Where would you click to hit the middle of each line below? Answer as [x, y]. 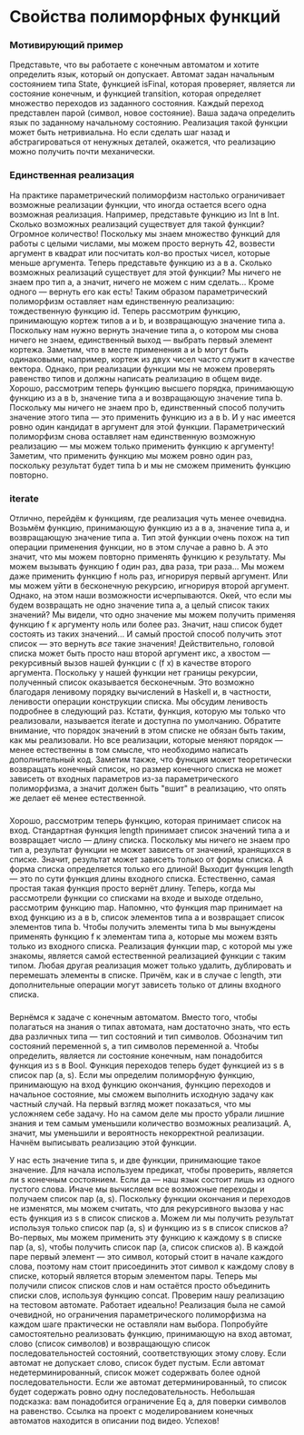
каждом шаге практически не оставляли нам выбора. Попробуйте [139, 1324]
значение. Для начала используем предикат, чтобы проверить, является [151, 1170]
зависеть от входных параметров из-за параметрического [124, 779]
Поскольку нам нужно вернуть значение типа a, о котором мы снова [144, 330]
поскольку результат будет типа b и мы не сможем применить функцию [150, 465]
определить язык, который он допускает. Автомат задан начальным [142, 74]
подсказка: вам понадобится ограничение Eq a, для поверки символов [148, 1401]
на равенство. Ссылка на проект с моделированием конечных [132, 1410]
